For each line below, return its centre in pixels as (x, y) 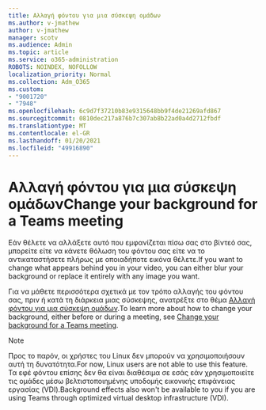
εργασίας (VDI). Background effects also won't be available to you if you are (132, 389)
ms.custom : (26, 89)
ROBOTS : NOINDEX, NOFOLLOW (53, 67)
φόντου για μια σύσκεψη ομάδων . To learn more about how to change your (130, 309)
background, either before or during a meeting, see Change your (114, 317)
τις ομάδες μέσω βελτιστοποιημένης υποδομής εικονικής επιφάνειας (122, 382)
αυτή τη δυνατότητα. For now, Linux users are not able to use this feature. (128, 364)
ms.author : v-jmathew (44, 23)
